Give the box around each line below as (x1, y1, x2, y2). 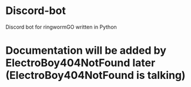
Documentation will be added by (5, 44, 167, 57)
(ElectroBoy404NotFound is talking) (5, 69, 186, 82)
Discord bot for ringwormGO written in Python (5, 23, 117, 30)
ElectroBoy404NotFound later (5, 57, 156, 69)
